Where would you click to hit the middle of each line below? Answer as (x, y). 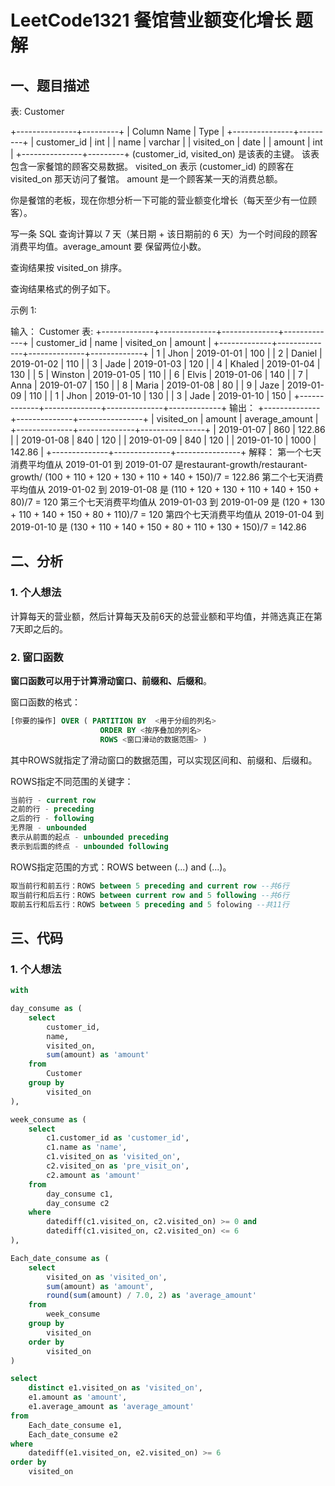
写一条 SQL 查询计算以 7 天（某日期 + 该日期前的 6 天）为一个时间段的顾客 (164, 234)
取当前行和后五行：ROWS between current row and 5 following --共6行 (150, 895)
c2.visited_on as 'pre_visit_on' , (118, 1166)
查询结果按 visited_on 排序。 (69, 267)
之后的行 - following (52, 819)
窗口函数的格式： (45, 702)
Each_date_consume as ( (60, 1258)
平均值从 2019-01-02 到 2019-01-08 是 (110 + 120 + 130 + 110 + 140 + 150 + (165, 489)
